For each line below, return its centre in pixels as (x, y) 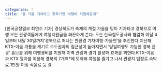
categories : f (19, 9)
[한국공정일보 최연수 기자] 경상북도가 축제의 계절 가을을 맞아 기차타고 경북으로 (78, 28)
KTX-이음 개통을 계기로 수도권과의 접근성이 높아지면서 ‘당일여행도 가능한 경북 (78, 46)
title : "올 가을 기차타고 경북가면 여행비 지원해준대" (52, 14)
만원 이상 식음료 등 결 (32, 65)
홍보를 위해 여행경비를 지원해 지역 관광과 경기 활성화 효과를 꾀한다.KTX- (79, 52)
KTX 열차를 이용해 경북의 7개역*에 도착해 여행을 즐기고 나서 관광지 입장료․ (80, 58)
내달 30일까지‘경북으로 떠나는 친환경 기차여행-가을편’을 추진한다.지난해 (84, 40)
